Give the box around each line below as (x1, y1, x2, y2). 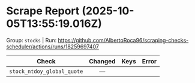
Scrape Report (6, 4, 80, 18)
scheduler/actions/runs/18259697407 (6, 43, 99, 50)
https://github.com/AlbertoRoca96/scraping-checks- (58, 36, 189, 44)
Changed (89, 57, 116, 65)
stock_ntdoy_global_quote (9, 67, 83, 75)
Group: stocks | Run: (6, 36, 57, 44)
